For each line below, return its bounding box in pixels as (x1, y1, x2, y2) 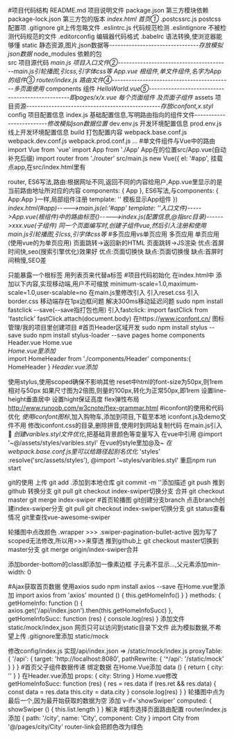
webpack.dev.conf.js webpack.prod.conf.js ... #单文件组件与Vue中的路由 (8, 137, 216, 145)
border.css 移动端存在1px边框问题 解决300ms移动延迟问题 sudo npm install (8, 297, 224, 305)
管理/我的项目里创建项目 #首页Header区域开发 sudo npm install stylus (8, 323, 208, 331)
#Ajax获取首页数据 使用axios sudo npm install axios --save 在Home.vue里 (8, 583, 219, 590)
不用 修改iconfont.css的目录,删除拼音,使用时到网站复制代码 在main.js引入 (13, 421, 223, 429)
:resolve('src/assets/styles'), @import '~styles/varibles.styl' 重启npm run (8, 456, 217, 464)
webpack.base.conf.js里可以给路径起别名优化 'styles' (8, 447, 160, 455)
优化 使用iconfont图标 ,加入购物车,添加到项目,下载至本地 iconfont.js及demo (8, 413, 221, 420)
